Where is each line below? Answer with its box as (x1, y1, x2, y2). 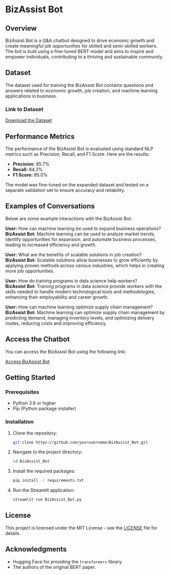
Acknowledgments (5, 545, 67, 554)
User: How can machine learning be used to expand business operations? (5, 225, 161, 231)
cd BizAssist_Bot (12, 459, 50, 464)
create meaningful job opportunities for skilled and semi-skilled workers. (5, 43, 158, 49)
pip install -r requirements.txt (12, 478, 84, 483)
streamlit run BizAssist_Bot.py (12, 497, 82, 502)
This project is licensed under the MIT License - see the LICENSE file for (5, 524, 157, 531)
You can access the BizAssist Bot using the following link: (5, 348, 127, 354)
